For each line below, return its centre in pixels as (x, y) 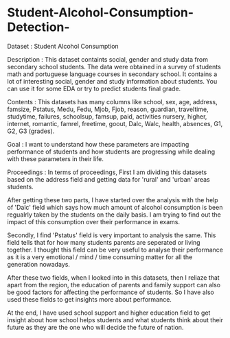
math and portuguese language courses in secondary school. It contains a (112, 74)
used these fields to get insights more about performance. (89, 299)
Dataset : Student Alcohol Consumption (63, 46)
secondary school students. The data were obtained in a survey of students (114, 67)
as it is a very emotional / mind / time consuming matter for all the (100, 257)
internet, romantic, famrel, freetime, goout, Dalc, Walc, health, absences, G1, (115, 123)
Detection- (38, 27)
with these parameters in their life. (56, 158)
